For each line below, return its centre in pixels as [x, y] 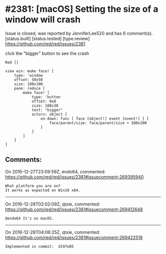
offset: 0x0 [44, 101]
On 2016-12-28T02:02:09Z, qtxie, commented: [53, 204]
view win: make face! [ [30, 71]
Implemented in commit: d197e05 [40, 246]
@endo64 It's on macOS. [30, 218]
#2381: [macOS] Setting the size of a [82, 9]
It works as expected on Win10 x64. [43, 190]
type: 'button [46, 97]
